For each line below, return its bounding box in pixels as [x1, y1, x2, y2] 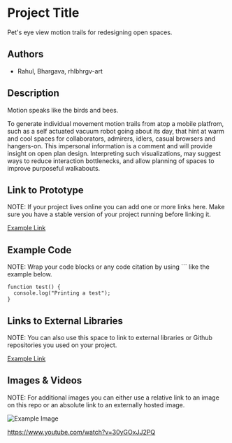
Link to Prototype [7, 184, 84, 196]
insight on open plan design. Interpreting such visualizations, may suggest [7, 149, 222, 157]
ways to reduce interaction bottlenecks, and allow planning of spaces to [7, 156, 215, 165]
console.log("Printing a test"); [13, 290, 111, 297]
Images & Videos [7, 374, 82, 386]
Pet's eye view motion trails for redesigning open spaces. [7, 28, 173, 36]
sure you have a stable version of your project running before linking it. [7, 210, 212, 218]
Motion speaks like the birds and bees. [7, 106, 119, 114]
